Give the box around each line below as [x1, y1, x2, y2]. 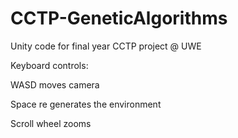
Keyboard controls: [10, 59, 89, 71]
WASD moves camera [10, 78, 100, 91]
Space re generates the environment [10, 98, 162, 110]
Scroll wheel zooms [10, 117, 92, 129]
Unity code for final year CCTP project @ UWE [10, 40, 202, 52]
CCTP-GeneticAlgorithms [10, 7, 228, 30]
